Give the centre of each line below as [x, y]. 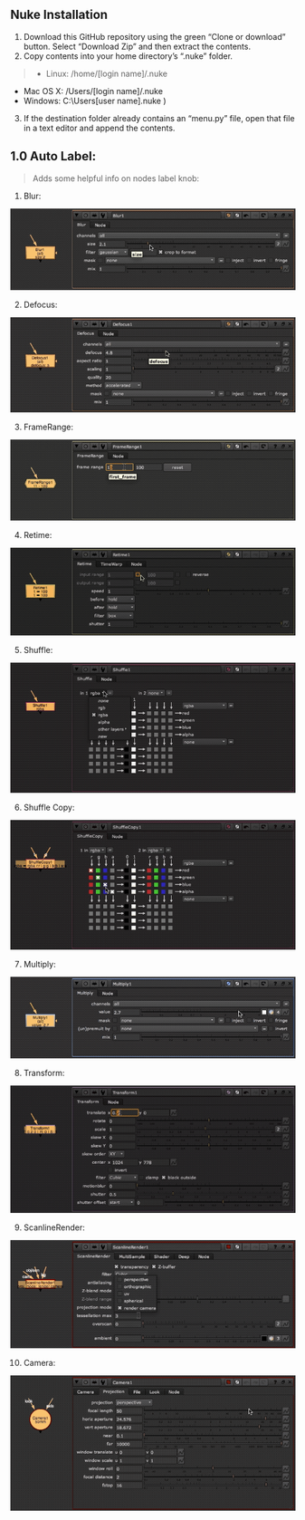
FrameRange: [48, 427]
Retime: [38, 534]
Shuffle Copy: [49, 807]
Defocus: [40, 304]
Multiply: [40, 965]
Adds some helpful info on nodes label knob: [116, 178]
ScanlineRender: [54, 1227]
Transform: [44, 1073]
